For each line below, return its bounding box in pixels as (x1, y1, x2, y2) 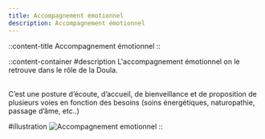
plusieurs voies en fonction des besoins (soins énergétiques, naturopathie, (8, 97, 255, 107)
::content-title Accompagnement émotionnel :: (8, 41, 161, 50)
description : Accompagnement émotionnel (8, 19, 146, 27)
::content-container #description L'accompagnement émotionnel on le (8, 57, 241, 66)
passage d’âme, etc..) (8, 105, 80, 116)
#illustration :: (8, 121, 163, 131)
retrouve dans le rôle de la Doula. (8, 65, 118, 74)
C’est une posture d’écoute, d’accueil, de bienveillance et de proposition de (8, 89, 257, 98)
